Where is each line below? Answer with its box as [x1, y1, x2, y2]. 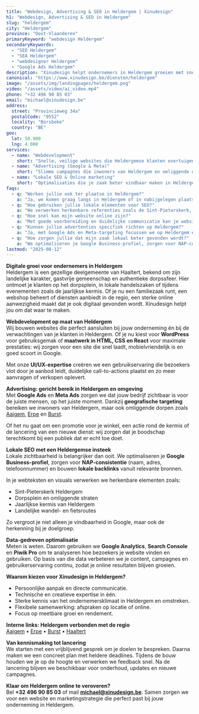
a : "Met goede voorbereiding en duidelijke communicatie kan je [17, 219, 179, 225]
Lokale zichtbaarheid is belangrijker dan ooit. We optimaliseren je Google [6, 453, 185, 460]
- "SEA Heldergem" [11, 53, 57, 59]
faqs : [6, 185, 20, 191]
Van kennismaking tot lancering [6, 639, 86, 646]
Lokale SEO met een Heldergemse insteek [6, 446, 111, 453]
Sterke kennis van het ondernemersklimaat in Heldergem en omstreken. [14, 598, 190, 605]
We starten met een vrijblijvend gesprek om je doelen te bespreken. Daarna [6, 646, 191, 653]
